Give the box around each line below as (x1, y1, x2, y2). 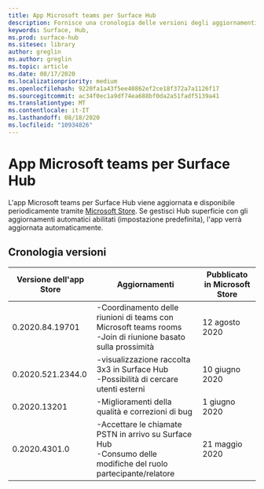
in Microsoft (203, 278, 251, 289)
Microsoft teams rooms (96, 322, 182, 333)
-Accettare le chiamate (96, 418, 182, 429)
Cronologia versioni (8, 245, 107, 259)
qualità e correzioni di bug (96, 406, 192, 417)
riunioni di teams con (96, 311, 174, 322)
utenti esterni (96, 383, 145, 394)
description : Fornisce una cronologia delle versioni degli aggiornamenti (8, 19, 258, 27)
